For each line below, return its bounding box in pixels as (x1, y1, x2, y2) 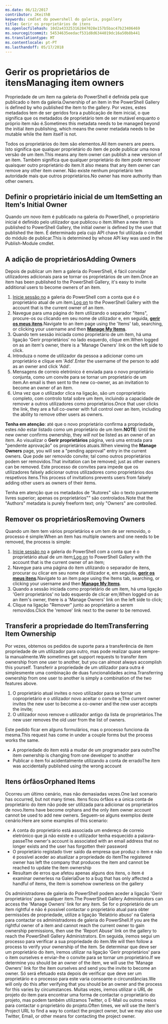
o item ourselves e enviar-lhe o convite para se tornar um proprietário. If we (5, 954, 160, 960)
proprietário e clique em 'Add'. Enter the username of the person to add (12, 358, 159, 364)
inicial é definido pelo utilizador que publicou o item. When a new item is (5, 219, 154, 225)
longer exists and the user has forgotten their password (12, 843, 127, 849)
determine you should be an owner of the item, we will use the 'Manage (5, 960, 153, 966)
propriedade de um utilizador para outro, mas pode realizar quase (5, 648, 141, 654)
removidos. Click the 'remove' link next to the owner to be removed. (12, 607, 151, 613)
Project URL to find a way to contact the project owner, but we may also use (5, 1007, 162, 1013)
